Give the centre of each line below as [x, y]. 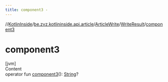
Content [13, 68]
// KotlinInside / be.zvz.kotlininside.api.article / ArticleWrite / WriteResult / [76, 24]
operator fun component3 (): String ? [42, 74]
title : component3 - [27, 10]
